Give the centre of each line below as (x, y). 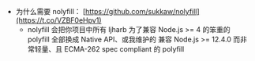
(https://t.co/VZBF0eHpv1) (58, 20)
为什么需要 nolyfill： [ (51, 11)
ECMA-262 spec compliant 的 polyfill (124, 49)
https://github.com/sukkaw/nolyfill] (142, 11)
